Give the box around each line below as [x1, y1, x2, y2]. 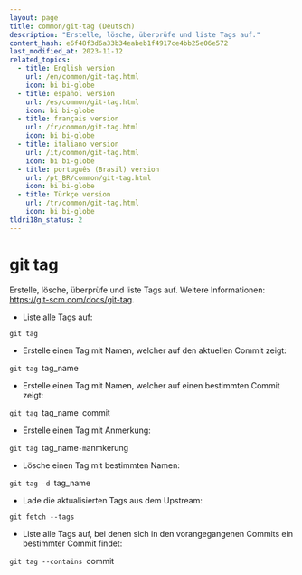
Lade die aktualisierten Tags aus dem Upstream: [22, 494, 203, 505]
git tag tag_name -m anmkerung [9, 442, 129, 453]
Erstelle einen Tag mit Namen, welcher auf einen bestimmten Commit [22, 379, 280, 390]
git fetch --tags [9, 513, 75, 522]
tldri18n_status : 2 [9, 215, 83, 225]
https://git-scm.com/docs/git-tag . [9, 293, 135, 304]
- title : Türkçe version [17, 190, 111, 199]
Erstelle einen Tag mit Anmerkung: [22, 425, 151, 436]
